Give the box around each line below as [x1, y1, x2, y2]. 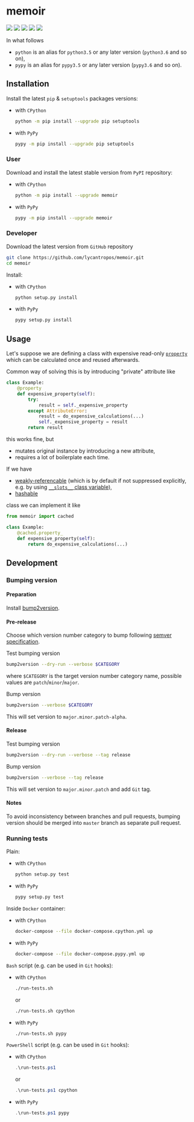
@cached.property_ [17, 530, 63, 536]
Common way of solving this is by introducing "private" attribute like [6, 368, 176, 375]
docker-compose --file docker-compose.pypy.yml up [14, 950, 145, 957]
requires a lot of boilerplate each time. [14, 454, 110, 461]
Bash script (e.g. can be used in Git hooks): [6, 962, 113, 969]
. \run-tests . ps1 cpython [14, 1088, 78, 1094]
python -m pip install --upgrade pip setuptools [14, 118, 140, 124]
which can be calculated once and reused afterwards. [6, 356, 140, 364]
